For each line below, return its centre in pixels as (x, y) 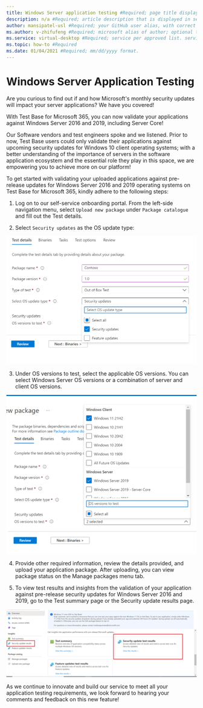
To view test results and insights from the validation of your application (103, 588)
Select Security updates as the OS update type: (75, 227)
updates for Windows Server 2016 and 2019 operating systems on (108, 185)
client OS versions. (38, 386)
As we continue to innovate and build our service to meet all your (87, 686)
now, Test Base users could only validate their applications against (89, 141)
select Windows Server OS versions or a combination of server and (99, 380)
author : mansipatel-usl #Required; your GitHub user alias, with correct (101, 25)
